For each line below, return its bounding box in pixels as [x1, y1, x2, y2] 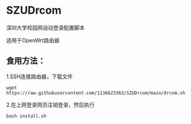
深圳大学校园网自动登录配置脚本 [6, 24, 85, 31]
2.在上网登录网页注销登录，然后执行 [6, 101, 95, 108]
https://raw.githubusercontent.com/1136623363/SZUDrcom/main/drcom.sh [6, 90, 186, 96]
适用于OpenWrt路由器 [6, 36, 60, 44]
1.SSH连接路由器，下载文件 [6, 73, 73, 80]
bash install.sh [6, 113, 47, 119]
